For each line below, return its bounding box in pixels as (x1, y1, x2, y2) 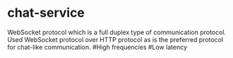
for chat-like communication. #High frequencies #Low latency (7, 43, 188, 51)
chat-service (7, 5, 85, 21)
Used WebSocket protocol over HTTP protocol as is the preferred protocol (7, 35, 224, 43)
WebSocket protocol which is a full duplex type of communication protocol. (7, 28, 227, 36)
